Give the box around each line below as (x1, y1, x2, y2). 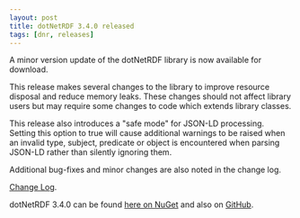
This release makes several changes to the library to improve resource (9, 82, 270, 93)
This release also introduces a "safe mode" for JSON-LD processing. (9, 118, 265, 129)
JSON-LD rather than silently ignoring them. (9, 147, 172, 158)
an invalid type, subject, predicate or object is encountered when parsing (9, 137, 280, 149)
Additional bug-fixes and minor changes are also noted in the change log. (9, 164, 281, 176)
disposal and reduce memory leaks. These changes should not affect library (9, 91, 292, 102)
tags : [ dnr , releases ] (9, 30, 94, 39)
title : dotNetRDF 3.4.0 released (9, 22, 135, 31)
